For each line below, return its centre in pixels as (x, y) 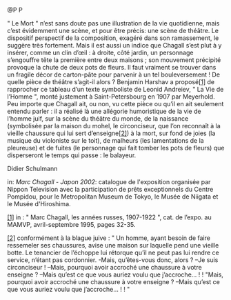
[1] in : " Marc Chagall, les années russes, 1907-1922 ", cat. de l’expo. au (109, 217)
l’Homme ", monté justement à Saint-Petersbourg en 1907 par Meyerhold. (111, 97)
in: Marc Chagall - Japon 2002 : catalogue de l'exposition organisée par (109, 182)
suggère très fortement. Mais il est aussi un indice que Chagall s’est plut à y (114, 45)
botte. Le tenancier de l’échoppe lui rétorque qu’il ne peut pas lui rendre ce (113, 252)
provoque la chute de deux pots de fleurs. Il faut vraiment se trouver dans (112, 67)
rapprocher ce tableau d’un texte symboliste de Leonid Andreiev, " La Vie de (115, 89)
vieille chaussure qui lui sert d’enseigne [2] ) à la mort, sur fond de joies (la (111, 133)
